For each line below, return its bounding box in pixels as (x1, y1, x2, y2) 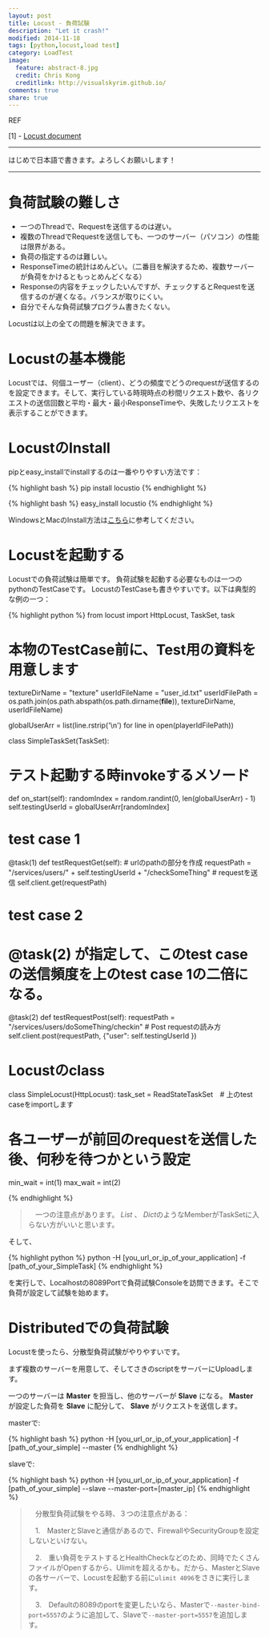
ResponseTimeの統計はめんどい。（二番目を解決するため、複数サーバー (19, 262, 255, 272)
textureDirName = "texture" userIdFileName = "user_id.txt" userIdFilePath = (8, 687, 259, 697)
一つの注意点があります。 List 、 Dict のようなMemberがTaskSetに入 (34, 1209, 260, 1219)
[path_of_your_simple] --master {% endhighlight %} (8, 1442, 179, 1452)
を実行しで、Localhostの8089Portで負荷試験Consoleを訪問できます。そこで (8, 1277, 259, 1287)
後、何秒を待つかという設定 (8, 1151, 191, 1169)
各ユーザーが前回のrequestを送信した (8, 1131, 258, 1149)
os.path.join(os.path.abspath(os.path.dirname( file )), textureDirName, (8, 696, 236, 706)
